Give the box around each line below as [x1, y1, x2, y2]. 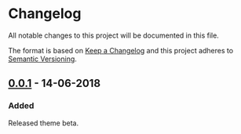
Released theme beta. [8, 118, 79, 128]
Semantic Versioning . [8, 54, 77, 63]
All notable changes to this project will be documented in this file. [8, 31, 220, 40]
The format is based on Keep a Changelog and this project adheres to [8, 45, 234, 55]
